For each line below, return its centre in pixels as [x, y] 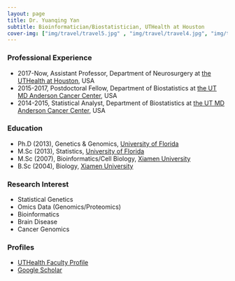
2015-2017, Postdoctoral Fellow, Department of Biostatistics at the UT [117, 88]
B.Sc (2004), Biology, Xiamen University [75, 166]
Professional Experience [50, 58]
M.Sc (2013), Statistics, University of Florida [81, 151]
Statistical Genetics [45, 200]
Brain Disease [37, 222]
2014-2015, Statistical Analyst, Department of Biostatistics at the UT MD [121, 103]
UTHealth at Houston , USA [56, 81]
